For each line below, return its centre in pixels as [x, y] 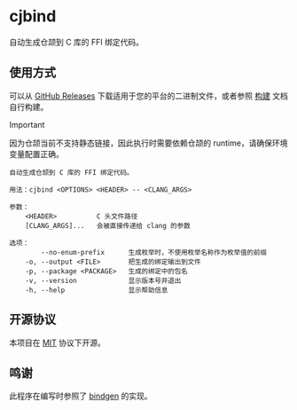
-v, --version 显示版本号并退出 [103, 280]
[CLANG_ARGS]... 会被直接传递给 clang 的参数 [108, 225]
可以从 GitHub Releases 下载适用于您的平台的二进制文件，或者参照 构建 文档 [148, 96]
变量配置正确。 [36, 154]
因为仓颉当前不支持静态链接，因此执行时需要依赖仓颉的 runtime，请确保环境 [148, 143]
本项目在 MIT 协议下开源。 [58, 343]
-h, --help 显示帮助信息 [97, 290]
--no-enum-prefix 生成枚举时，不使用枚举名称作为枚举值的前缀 [154, 252]
